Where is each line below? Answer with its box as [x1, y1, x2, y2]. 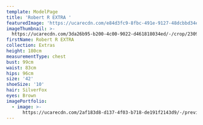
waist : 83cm [6, 64, 36, 71]
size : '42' [6, 76, 34, 82]
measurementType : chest [6, 53, 66, 59]
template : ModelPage [6, 8, 59, 15]
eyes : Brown [6, 93, 36, 99]
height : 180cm [6, 48, 42, 54]
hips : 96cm [6, 70, 34, 76]
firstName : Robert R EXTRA [6, 37, 74, 43]
